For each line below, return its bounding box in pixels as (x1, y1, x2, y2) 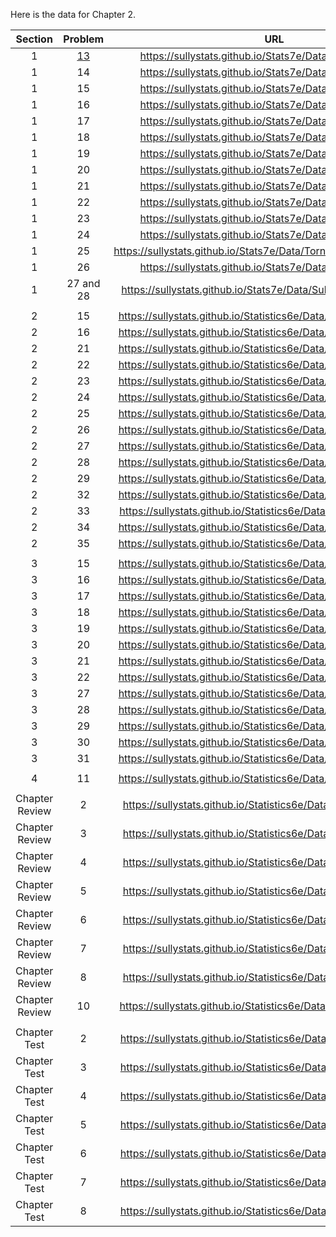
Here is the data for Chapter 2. (10, 9, 136, 20)
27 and (66, 277, 101, 290)
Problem (63, 32, 105, 46)
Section (15, 32, 53, 46)
